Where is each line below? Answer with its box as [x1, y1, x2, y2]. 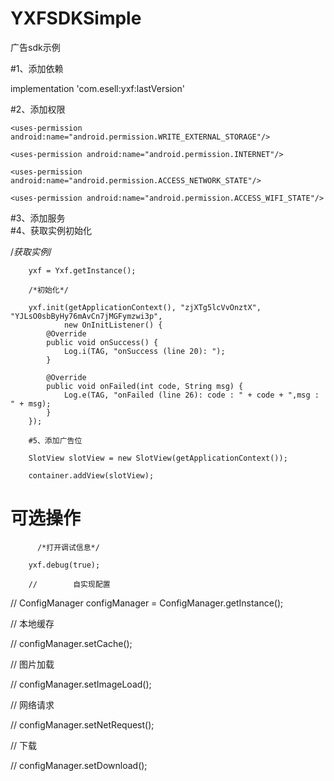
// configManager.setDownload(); [10, 759, 148, 771]
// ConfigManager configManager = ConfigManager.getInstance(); [10, 597, 284, 609]
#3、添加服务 [10, 212, 66, 224]
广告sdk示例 [10, 41, 61, 53]
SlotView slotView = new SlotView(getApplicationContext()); [28, 453, 288, 463]
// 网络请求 [10, 698, 55, 711]
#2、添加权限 [10, 103, 66, 115]
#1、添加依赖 [10, 62, 64, 74]
